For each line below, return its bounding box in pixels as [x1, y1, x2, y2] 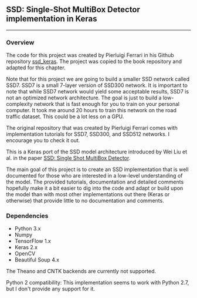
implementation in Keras [6, 14, 98, 24]
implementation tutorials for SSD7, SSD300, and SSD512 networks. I [6, 130, 170, 138]
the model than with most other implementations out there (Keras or [6, 191, 170, 198]
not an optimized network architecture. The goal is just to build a [6, 94, 162, 102]
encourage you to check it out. [6, 137, 80, 144]
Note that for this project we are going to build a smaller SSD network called [6, 76, 190, 83]
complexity [6, 101, 33, 108]
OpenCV [14, 250, 36, 257]
